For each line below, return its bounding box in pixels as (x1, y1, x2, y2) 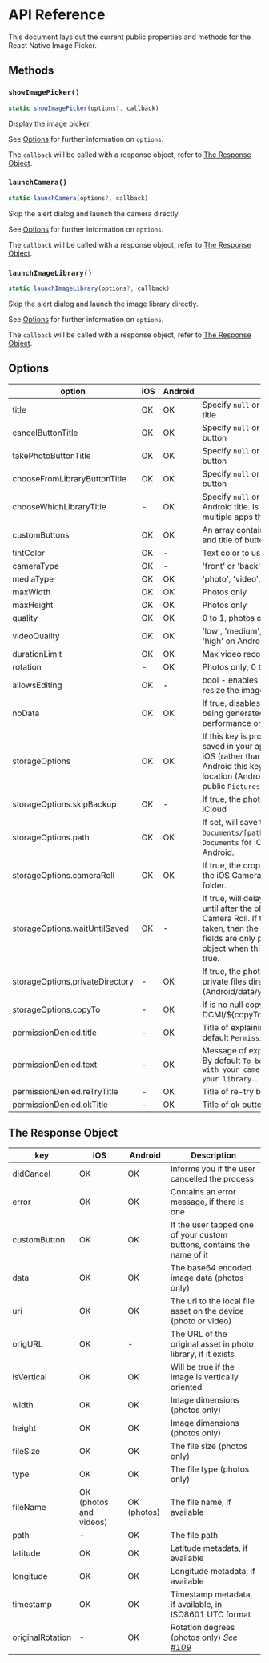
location (202, 771, 233, 782)
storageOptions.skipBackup (12, 799, 117, 810)
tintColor (12, 547, 46, 558)
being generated (202, 707, 265, 719)
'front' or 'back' (202, 560, 261, 571)
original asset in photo (171, 1339, 254, 1350)
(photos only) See (171, 1632, 238, 1643)
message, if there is (171, 1196, 244, 1207)
